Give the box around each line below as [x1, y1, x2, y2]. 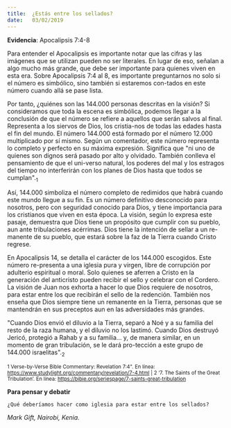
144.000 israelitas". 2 [7, 348, 65, 359]
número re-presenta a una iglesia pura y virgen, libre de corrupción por [7, 261, 211, 270]
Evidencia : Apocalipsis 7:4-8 [7, 35, 90, 44]
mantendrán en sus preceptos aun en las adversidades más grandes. [7, 305, 205, 313]
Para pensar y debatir [7, 388, 71, 396]
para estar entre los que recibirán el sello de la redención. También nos [7, 290, 210, 299]
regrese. [7, 240, 31, 249]
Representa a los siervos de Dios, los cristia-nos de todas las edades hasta [7, 122, 222, 130]
